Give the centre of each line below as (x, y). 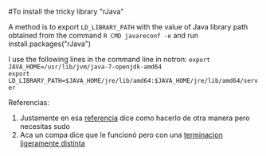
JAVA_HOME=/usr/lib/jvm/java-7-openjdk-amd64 (85, 67)
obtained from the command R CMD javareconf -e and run (104, 35)
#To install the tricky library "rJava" (66, 12)
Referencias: (29, 102)
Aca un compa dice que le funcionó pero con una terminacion (121, 135)
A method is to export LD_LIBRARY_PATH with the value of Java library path (128, 27)
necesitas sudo (45, 126)
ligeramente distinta (52, 143)
